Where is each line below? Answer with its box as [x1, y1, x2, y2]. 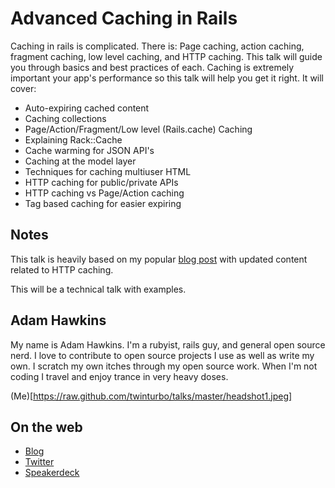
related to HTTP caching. [10, 263, 114, 276]
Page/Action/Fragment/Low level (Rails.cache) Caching [24, 123, 253, 135]
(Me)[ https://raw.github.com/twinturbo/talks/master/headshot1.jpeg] [10, 390, 293, 402]
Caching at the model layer [24, 155, 137, 167]
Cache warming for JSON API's [24, 144, 155, 156]
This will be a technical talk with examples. [10, 283, 187, 295]
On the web [10, 418, 83, 436]
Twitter [24, 456, 55, 468]
